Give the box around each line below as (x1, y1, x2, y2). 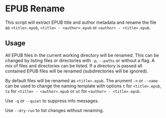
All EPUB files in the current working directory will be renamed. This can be (5, 52, 159, 58)
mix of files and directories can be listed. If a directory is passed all (5, 62, 143, 68)
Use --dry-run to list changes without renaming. (5, 107, 104, 113)
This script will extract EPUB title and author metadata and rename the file (5, 19, 157, 25)
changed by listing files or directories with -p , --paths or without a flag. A (5, 58, 155, 63)
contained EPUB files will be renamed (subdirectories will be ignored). (5, 68, 148, 74)
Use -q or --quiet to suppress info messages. (5, 98, 99, 104)
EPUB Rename (5, 3, 65, 14)
